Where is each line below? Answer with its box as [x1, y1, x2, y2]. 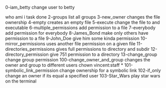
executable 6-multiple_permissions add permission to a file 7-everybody [5, 25, 156, 31]
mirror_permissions [5, 41, 45, 47]
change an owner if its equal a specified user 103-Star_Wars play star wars [5, 73, 160, 78]
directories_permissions [5, 46, 55, 52]
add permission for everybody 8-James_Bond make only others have [5, 30, 149, 36]
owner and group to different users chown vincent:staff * [5, 62, 123, 68]
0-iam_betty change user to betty [5, 5, 75, 10]
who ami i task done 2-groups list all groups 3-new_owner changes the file [5, 14, 160, 20]
